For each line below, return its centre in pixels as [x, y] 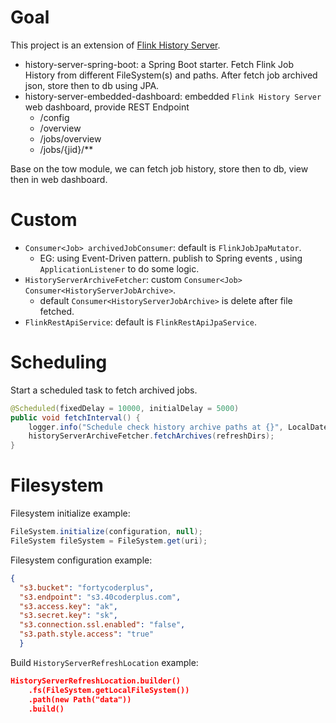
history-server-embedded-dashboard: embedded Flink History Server [173, 96]
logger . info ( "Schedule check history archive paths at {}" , [156, 427]
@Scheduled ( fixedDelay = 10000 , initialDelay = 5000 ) [125, 408]
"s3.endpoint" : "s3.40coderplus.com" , [100, 597]
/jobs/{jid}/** [66, 149]
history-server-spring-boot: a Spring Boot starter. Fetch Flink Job [159, 64]
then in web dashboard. [59, 179]
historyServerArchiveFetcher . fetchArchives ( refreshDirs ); [151, 436]
